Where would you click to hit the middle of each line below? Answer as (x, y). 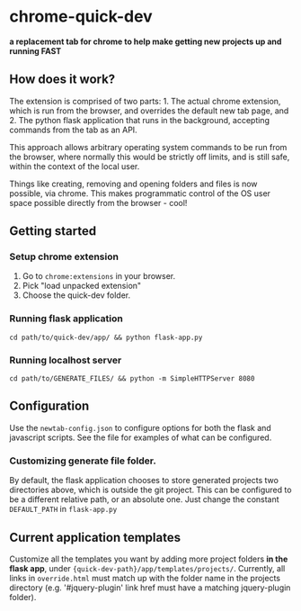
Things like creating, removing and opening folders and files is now (133, 184)
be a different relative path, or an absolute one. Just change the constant (145, 499)
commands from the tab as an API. (73, 130)
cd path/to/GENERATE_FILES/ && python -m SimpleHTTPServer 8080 (132, 379)
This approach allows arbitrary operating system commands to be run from (148, 147)
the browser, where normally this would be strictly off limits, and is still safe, (150, 157)
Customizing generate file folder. (83, 461)
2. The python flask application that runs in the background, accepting (139, 120)
